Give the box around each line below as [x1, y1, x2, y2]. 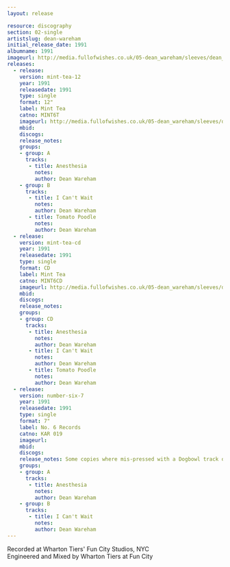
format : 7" [19, 418, 51, 424]
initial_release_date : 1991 [7, 42, 88, 49]
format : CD [19, 265, 51, 272]
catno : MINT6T [19, 112, 60, 119]
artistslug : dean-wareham [7, 35, 81, 42]
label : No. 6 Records [19, 424, 81, 431]
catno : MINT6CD [19, 277, 63, 285]
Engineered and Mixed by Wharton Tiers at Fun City [7, 552, 153, 560]
